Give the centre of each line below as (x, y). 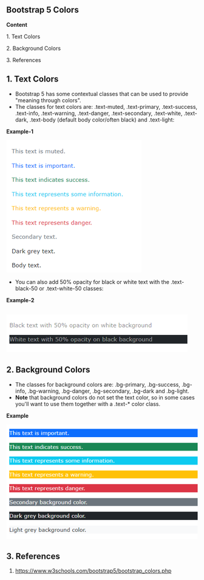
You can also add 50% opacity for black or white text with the (92, 281)
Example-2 (20, 300)
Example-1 (20, 131)
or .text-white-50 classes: (71, 288)
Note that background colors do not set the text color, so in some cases (105, 397)
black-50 (26, 288)
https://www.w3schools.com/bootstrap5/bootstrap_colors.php (93, 571)
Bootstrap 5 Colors (42, 10)
